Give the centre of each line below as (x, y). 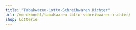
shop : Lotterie (21, 19)
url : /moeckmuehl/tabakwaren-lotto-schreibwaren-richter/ (68, 15)
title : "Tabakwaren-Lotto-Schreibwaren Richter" (58, 10)
